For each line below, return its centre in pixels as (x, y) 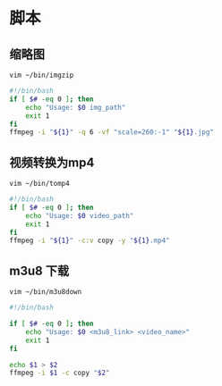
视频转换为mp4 (52, 162)
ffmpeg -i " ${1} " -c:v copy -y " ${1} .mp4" (90, 241)
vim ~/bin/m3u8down (46, 292)
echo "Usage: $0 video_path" (80, 215)
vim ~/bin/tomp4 (39, 184)
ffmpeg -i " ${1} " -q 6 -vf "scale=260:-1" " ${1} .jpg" (112, 132)
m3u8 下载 (39, 270)
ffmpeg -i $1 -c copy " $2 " (60, 373)
